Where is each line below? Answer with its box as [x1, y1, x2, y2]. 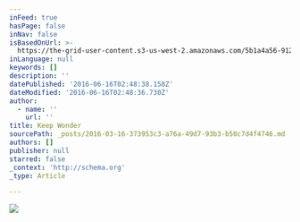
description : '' [9, 72, 70, 81]
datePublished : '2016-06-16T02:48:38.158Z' [9, 80, 174, 89]
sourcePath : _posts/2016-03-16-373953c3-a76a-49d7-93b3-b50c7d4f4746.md [9, 130, 286, 139]
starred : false [9, 154, 66, 164]
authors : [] [9, 138, 54, 147]
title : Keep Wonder [9, 122, 82, 131]
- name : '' [17, 105, 58, 114]
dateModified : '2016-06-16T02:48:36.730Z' [9, 88, 170, 97]
